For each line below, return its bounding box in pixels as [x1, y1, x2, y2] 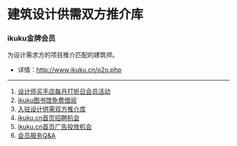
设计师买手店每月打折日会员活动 [17, 87, 111, 96]
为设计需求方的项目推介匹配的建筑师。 [7, 51, 119, 59]
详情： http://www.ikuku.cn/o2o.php [17, 66, 122, 74]
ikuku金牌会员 [7, 33, 56, 43]
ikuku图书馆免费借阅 [17, 96, 78, 104]
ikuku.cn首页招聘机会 [17, 114, 80, 122]
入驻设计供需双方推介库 [17, 105, 86, 114]
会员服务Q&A [17, 131, 56, 140]
